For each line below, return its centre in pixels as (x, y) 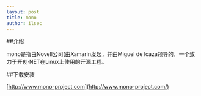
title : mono (21, 18)
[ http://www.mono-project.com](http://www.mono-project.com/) (88, 87)
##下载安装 (20, 75)
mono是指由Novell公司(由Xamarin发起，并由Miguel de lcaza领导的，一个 (98, 54)
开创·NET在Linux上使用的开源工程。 (62, 62)
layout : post (23, 12)
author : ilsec (24, 23)
